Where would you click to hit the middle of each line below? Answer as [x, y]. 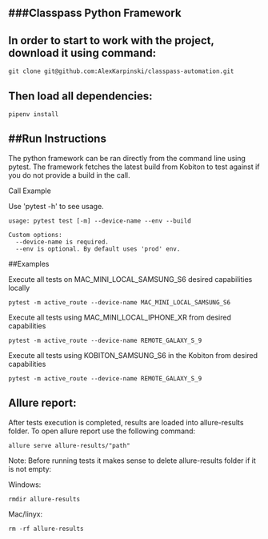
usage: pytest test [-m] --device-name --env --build [100, 221]
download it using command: [82, 52]
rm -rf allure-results [46, 529]
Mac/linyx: [25, 514]
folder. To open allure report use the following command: [102, 431]
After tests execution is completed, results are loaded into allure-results [126, 422]
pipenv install [34, 115]
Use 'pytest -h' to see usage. [56, 206]
